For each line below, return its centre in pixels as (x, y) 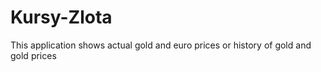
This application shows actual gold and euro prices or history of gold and (161, 45)
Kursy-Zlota (61, 17)
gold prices (33, 55)
